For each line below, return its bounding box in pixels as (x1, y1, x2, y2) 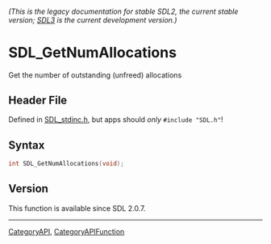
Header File (8, 93, 68, 107)
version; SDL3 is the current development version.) (8, 15, 177, 24)
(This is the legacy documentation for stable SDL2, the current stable (8, 6, 239, 16)
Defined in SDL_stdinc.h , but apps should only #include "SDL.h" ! (8, 115, 223, 124)
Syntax (8, 138, 45, 152)
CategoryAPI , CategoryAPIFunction (8, 226, 125, 236)
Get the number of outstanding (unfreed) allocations (8, 69, 182, 80)
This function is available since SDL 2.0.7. (8, 203, 146, 213)
